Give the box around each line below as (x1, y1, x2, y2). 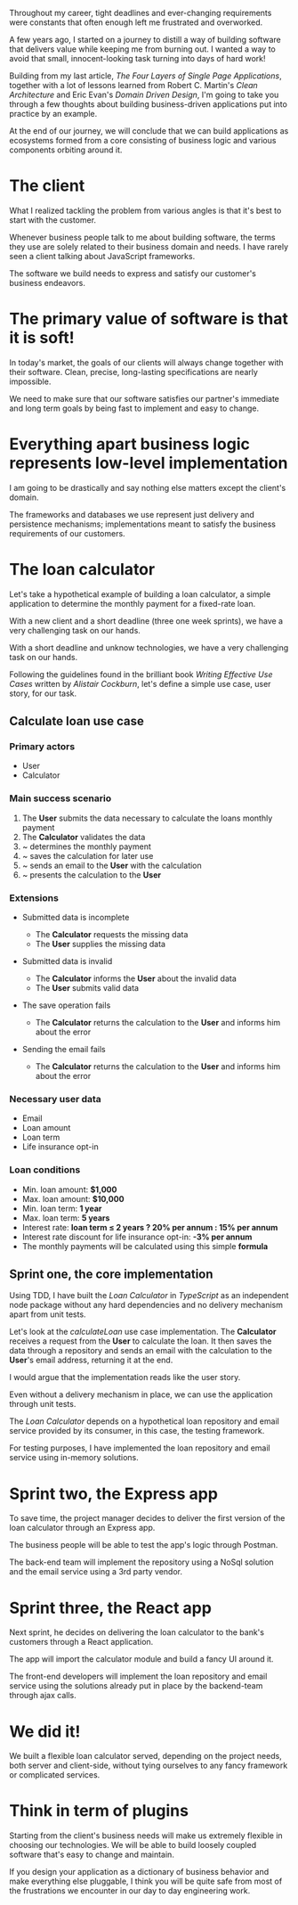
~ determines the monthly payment (21, 841, 151, 852)
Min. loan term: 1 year (21, 1203, 102, 1214)
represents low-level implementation (9, 454, 288, 473)
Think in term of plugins (9, 1801, 189, 1821)
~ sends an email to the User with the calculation (21, 860, 202, 871)
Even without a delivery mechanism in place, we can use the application (9, 1389, 273, 1400)
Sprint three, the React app (9, 1598, 212, 1618)
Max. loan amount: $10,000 (21, 1193, 125, 1204)
